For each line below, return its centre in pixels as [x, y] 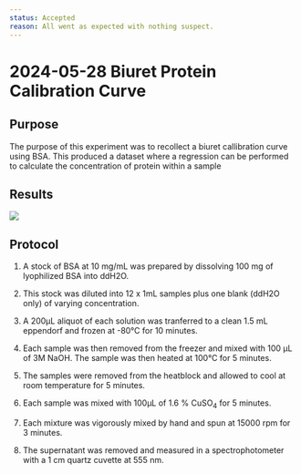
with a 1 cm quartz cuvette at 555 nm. [93, 459]
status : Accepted [42, 18]
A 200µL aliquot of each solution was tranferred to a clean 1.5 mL [145, 321]
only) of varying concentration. [81, 304]
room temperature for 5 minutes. [84, 386]
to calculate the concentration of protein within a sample [115, 166]
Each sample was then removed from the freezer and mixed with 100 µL [157, 348]
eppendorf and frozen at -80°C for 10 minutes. [110, 331]
